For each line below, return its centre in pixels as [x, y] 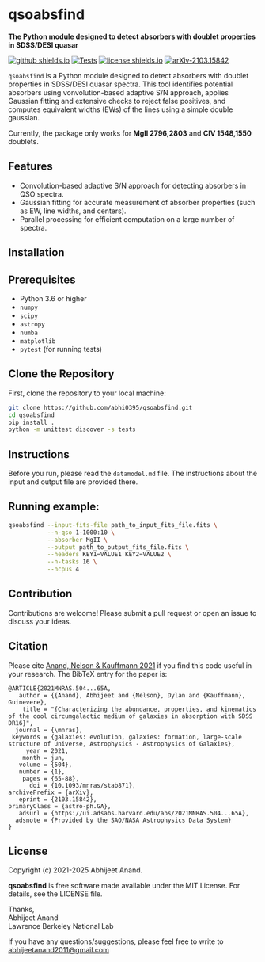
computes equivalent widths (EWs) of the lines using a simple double [121, 109]
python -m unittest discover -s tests [72, 429]
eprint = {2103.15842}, [58, 799]
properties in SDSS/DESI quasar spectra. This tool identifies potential [121, 84]
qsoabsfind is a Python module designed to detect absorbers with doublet [129, 75]
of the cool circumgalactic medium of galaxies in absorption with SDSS [131, 716]
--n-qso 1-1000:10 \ [81, 533]
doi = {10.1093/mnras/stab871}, [82, 785]
